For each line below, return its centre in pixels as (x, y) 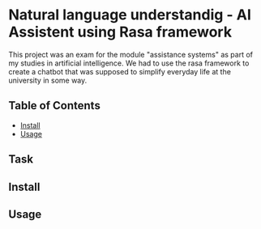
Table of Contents (55, 106)
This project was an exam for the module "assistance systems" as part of (131, 54)
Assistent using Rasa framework (120, 32)
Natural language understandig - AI (130, 15)
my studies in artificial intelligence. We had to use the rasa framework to (129, 63)
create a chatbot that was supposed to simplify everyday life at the (120, 71)
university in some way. (48, 80)
